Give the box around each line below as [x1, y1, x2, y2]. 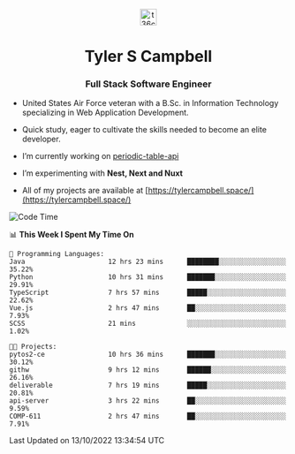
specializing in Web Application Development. [21, 107, 189, 118]
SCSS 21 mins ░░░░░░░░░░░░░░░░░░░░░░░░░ [9, 319, 287, 329]
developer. [21, 133, 61, 145]
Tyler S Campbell [84, 47, 213, 66]
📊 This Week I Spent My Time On [9, 230, 134, 240]
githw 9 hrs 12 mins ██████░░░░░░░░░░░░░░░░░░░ [9, 366, 287, 375]
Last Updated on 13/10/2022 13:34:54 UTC [9, 435, 165, 446]
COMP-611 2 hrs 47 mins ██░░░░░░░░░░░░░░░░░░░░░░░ [9, 412, 287, 421]
